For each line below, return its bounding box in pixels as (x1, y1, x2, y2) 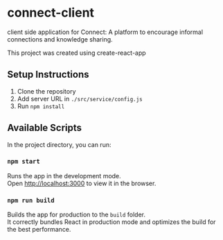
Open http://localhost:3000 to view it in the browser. (7, 179, 157, 187)
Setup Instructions (7, 69, 89, 80)
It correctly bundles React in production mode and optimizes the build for (7, 218, 216, 226)
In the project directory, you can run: (7, 140, 111, 148)
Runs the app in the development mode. (7, 171, 121, 180)
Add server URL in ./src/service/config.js (17, 94, 143, 103)
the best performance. (7, 225, 71, 234)
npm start (7, 157, 40, 166)
